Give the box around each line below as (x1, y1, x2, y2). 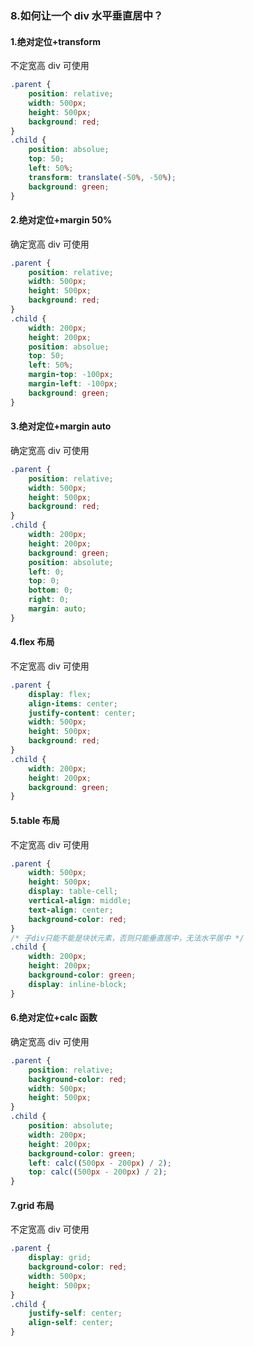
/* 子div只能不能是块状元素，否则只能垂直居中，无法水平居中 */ (10, 933, 245, 943)
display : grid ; (28, 1253, 92, 1263)
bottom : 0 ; (28, 585, 74, 596)
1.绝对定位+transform (10, 35, 101, 47)
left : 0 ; (28, 567, 65, 577)
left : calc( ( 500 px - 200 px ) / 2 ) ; (28, 1158, 172, 1168)
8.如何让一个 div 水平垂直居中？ (10, 8, 164, 22)
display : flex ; (28, 689, 92, 699)
